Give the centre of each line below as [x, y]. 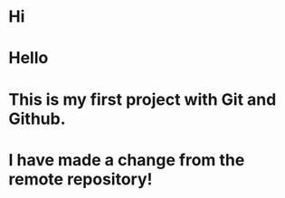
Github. [37, 118]
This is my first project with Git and [142, 99]
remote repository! [81, 179]
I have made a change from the [127, 160]
